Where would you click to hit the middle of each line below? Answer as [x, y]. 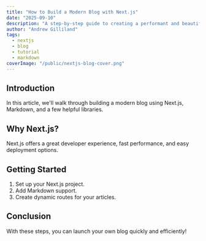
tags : [13, 35]
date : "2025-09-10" [31, 18]
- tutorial [26, 52]
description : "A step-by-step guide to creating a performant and [93, 23]
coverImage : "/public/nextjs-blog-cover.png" [65, 63]
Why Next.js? [33, 128]
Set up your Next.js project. [50, 184]
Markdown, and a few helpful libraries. [55, 109]
